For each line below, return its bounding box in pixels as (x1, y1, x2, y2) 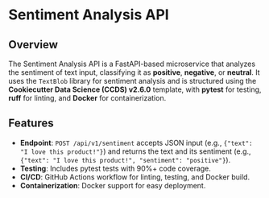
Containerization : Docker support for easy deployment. (19, 180, 206, 190)
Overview (8, 38, 59, 52)
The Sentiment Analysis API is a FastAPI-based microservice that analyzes (8, 59, 256, 68)
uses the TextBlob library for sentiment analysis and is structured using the (8, 76, 257, 85)
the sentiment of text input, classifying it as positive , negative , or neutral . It (8, 68, 260, 77)
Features (8, 117, 54, 130)
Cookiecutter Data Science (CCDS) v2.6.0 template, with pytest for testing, (8, 85, 262, 94)
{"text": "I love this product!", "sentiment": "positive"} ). (19, 155, 231, 164)
